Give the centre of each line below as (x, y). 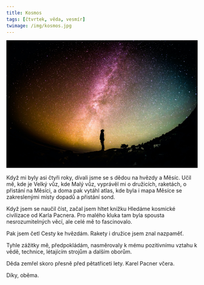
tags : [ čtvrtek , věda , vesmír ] (46, 19)
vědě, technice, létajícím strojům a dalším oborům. (69, 252)
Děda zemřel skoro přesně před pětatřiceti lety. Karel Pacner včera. (90, 264)
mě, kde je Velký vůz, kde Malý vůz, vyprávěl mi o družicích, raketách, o (97, 184)
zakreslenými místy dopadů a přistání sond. (61, 197)
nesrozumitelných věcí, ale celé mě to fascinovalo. (69, 222)
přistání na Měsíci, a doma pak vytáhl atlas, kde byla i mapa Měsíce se (94, 191)
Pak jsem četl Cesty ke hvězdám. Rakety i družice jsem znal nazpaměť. (95, 233)
